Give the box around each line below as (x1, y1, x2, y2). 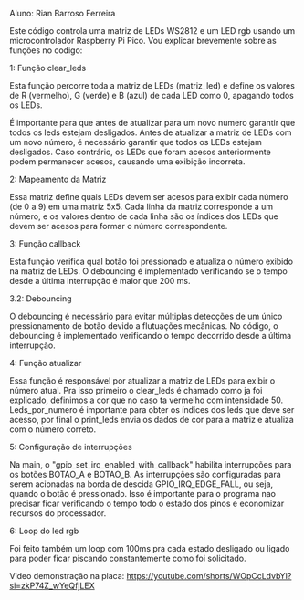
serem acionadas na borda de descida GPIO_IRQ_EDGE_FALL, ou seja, (9, 479, 274, 489)
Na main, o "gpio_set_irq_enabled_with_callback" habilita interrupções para (9, 459, 292, 469)
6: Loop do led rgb (9, 525, 79, 536)
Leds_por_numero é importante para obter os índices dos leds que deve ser (9, 405, 295, 415)
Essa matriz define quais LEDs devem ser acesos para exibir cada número (9, 192, 288, 202)
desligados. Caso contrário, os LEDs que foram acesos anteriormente (9, 146, 271, 157)
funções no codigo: (9, 45, 83, 56)
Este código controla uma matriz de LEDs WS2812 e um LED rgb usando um (9, 26, 295, 36)
